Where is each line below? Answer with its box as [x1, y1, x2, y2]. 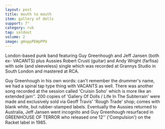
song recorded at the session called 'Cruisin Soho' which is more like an [5, 88, 152, 94]
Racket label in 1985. [5, 119, 47, 125]
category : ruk [5, 26, 34, 30]
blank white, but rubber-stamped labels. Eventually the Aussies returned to [5, 103, 157, 109]
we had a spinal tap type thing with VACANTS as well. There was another [5, 83, 154, 89]
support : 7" [5, 21, 30, 26]
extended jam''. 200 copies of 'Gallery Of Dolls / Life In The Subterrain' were [5, 93, 161, 99]
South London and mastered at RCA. [5, 68, 79, 74]
